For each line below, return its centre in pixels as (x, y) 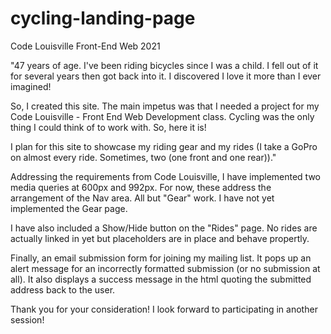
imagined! (31, 86)
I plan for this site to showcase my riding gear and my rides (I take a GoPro (164, 146)
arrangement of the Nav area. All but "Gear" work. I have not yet (142, 198)
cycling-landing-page (103, 18)
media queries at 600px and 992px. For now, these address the (141, 187)
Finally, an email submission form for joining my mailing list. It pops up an (161, 258)
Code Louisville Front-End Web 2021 (85, 46)
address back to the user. (63, 289)
